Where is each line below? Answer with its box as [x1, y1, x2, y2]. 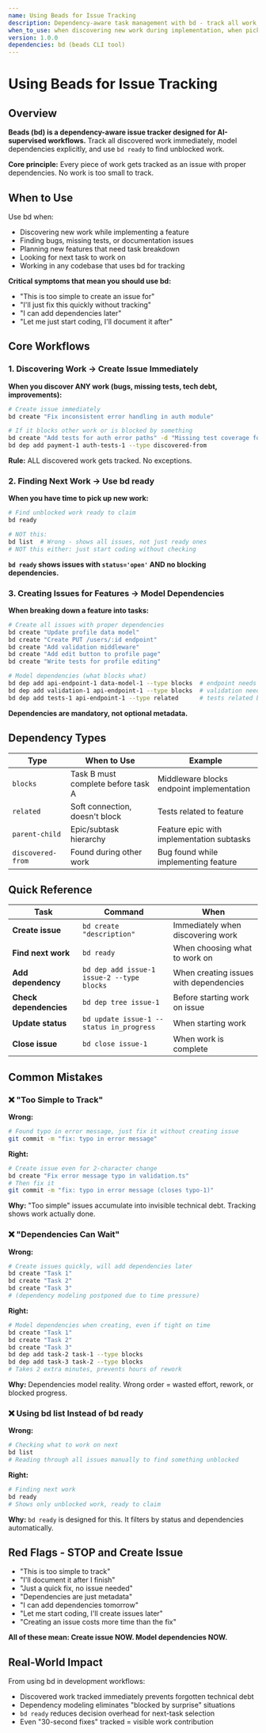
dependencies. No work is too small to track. [8, 168, 154, 178]
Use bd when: [8, 211, 54, 222]
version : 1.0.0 [8, 33, 59, 42]
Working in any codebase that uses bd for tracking [19, 260, 185, 270]
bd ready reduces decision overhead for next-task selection [19, 1708, 215, 1718]
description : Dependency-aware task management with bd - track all [8, 19, 239, 27]
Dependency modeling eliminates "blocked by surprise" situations [19, 1701, 236, 1710]
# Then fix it [8, 1179, 55, 1187]
